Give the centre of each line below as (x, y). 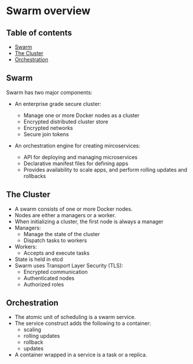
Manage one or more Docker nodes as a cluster (81, 115)
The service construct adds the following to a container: (83, 323)
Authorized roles (44, 284)
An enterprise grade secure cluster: (58, 104)
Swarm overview (48, 11)
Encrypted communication (55, 272)
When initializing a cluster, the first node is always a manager (89, 221)
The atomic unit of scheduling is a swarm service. (75, 317)
